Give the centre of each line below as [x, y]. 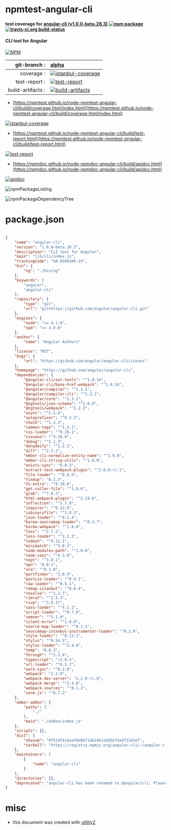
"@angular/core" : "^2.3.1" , [53, 399]
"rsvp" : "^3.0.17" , [44, 603]
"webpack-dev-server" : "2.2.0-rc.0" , [63, 679]
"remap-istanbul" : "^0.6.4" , [54, 588]
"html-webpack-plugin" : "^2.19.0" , [61, 498]
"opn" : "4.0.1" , [41, 565]
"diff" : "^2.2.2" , [43, 451]
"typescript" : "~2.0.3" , [50, 660]
